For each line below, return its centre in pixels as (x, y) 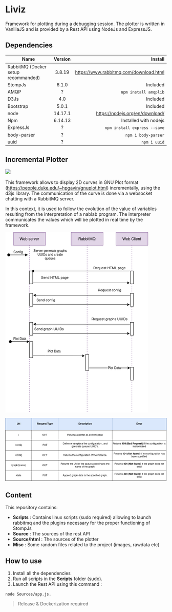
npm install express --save (135, 128)
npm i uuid (153, 142)
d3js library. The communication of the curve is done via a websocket (79, 193)
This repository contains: (31, 508)
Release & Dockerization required (53, 604)
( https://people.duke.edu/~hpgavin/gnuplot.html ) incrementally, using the (83, 188)
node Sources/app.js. (28, 595)
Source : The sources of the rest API (51, 534)
